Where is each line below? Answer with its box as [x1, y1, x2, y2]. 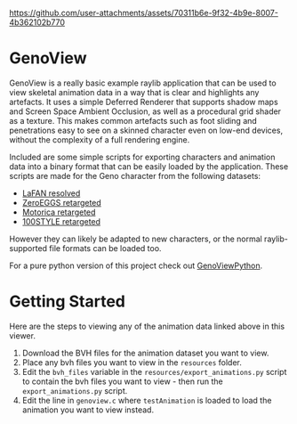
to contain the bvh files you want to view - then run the [21, 376, 224, 387]
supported [9, 242, 47, 253]
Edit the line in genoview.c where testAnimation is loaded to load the [21, 395, 272, 405]
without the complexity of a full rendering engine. [9, 134, 190, 145]
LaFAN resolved [21, 187, 81, 199]
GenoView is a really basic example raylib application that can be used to [9, 77, 277, 88]
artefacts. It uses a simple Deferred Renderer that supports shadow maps [9, 96, 278, 107]
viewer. [9, 330, 36, 341]
